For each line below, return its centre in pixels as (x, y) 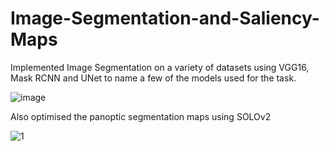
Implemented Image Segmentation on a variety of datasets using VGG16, (160, 67)
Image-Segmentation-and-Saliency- (165, 18)
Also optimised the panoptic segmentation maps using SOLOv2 (141, 116)
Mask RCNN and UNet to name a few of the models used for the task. (153, 78)
